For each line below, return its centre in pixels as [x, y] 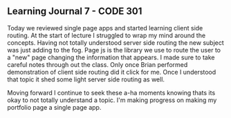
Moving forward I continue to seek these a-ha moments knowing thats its [111, 92]
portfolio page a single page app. [54, 107]
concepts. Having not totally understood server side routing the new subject [116, 42]
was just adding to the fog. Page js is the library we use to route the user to [114, 50]
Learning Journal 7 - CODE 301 [75, 11]
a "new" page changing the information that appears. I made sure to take [111, 57]
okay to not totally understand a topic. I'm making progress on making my [112, 100]
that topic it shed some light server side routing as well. [86, 79]
